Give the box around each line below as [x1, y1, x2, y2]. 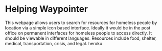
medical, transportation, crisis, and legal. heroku [5, 40, 103, 46]
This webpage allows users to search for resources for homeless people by [5, 20, 158, 25]
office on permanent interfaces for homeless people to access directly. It [5, 30, 152, 36]
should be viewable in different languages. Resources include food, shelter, [5, 35, 157, 41]
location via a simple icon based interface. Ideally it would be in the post [5, 25, 151, 30]
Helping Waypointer [5, 3, 88, 15]
